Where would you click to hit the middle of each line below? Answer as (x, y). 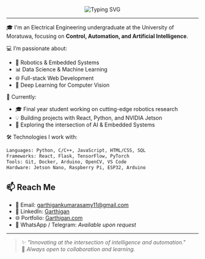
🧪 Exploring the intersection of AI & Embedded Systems (85, 125)
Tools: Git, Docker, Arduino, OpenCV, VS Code (67, 162)
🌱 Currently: (21, 97)
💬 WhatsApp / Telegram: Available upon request (75, 225)
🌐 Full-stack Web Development (54, 78)
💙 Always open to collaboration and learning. (78, 249)
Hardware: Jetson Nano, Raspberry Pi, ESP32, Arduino (76, 167)
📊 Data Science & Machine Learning (61, 69)
